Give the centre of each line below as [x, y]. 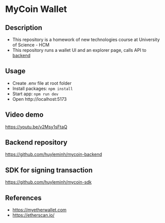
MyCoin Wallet [36, 9]
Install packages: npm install [42, 88]
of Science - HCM [31, 45]
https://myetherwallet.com [40, 210]
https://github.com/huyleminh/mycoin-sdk [48, 182]
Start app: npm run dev [35, 94]
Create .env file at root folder [42, 83]
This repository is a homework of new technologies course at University [86, 39]
